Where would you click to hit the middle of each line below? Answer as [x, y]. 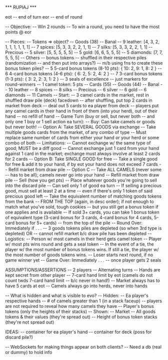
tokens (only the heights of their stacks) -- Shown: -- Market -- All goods [80, 311]
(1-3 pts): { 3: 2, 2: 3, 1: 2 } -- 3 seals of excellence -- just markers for [76, 79]
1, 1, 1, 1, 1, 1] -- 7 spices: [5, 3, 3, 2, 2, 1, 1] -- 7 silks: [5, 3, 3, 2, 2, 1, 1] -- [79, 47]
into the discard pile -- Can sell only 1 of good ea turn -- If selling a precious [83, 186]
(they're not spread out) [30, 322]
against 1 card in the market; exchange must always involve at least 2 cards [83, 153]
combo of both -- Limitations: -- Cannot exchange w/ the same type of [78, 143]
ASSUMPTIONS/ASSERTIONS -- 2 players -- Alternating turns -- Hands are [83, 270]
